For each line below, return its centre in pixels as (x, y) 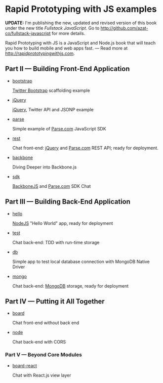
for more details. (68, 33)
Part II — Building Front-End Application (67, 69)
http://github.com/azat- (124, 28)
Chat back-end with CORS (39, 342)
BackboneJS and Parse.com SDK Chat (52, 186)
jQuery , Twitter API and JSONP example (53, 109)
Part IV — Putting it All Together (55, 301)
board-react (24, 365)
